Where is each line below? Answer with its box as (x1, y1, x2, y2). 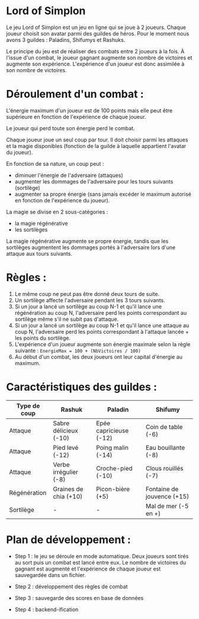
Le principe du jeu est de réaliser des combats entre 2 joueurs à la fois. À (6, 47, 185, 54)
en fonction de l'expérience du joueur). (14, 196, 110, 204)
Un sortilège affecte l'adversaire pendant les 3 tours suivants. (14, 296, 166, 304)
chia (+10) (53, 492, 83, 501)
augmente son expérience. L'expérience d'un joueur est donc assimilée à (6, 60, 185, 67)
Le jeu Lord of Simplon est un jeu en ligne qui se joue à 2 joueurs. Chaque (6, 24, 187, 31)
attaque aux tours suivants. (6, 250, 73, 257)
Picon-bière (95, 485, 130, 493)
